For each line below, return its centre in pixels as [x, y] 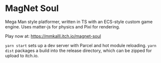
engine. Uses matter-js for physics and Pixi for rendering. [63, 26]
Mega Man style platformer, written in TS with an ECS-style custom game [79, 22]
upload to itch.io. [22, 55]
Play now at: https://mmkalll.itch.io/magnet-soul [53, 36]
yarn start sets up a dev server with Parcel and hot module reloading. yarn [81, 45]
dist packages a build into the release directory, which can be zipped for [79, 50]
